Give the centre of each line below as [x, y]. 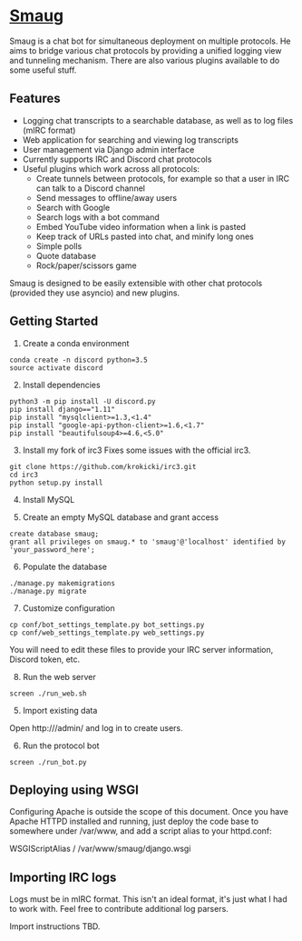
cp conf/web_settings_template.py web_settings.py [107, 633]
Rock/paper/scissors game [87, 265]
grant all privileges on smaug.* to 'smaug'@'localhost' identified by [147, 542]
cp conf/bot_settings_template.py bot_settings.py [107, 625]
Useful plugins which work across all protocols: [111, 168]
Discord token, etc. [45, 659]
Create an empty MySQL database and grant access [121, 517]
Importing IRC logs [63, 877]
